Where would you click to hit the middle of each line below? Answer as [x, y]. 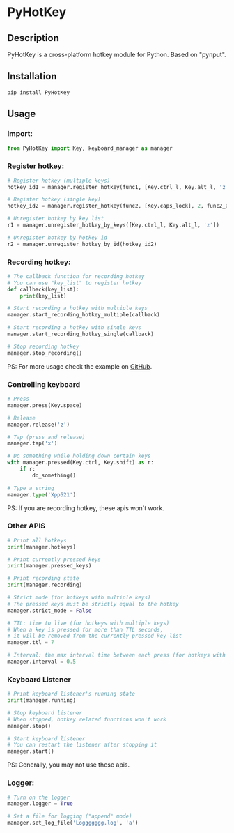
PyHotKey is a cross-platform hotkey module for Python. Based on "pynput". [117, 54]
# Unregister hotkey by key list [56, 219]
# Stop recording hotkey [43, 346]
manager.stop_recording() [45, 353]
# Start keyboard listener [46, 739]
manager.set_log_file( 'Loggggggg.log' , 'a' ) [73, 823]
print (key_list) [44, 296]
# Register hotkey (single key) [54, 199]
